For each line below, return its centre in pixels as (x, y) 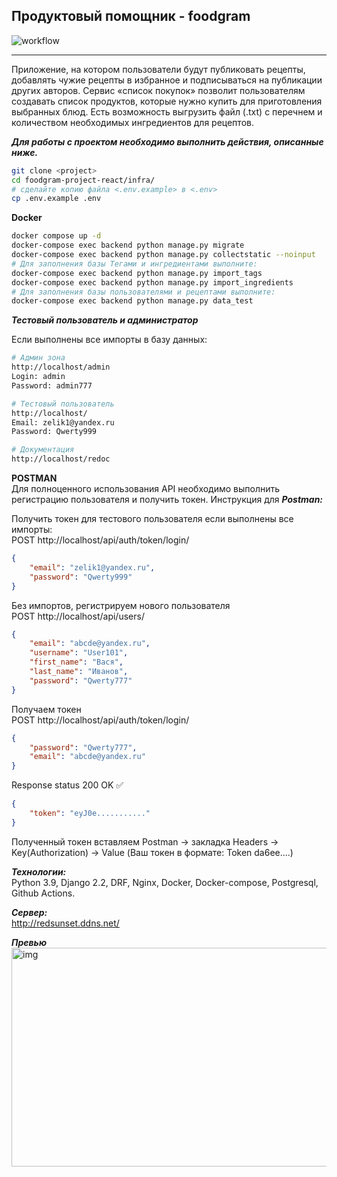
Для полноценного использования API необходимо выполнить (146, 489)
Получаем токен (46, 709)
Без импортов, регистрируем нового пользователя (121, 605)
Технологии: (39, 871)
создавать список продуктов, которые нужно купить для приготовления (167, 101)
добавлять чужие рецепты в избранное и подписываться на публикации (167, 80)
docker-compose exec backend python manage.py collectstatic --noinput (163, 255)
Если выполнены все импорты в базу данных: (109, 340)
